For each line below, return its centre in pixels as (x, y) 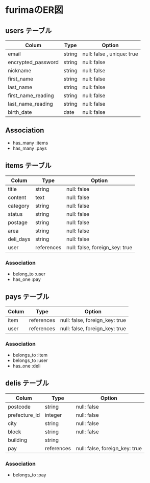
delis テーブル (27, 383)
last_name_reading (31, 104)
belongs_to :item (30, 355)
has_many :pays (30, 148)
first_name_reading (31, 96)
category (19, 206)
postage (18, 222)
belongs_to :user (30, 360)
